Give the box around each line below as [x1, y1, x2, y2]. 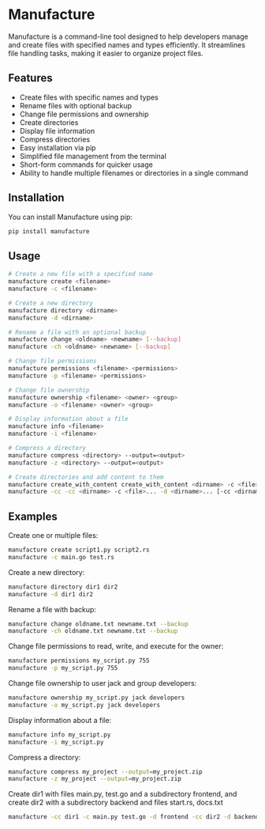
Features [8, 71, 53, 85]
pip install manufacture [8, 227, 90, 235]
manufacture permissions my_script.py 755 [8, 657, 150, 665]
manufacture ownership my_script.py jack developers [8, 694, 185, 702]
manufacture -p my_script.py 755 [8, 664, 118, 672]
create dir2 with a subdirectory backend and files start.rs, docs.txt [8, 797, 223, 808]
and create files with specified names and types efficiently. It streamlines [8, 40, 246, 49]
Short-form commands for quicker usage [19, 160, 154, 169]
